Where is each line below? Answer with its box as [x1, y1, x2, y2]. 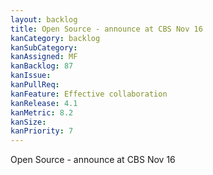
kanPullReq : [10, 80, 60, 90]
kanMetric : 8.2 [10, 107, 74, 118]
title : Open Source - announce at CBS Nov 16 [10, 24, 203, 34]
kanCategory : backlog [10, 33, 101, 43]
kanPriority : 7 [10, 126, 74, 136]
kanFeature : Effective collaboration [10, 89, 168, 99]
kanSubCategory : [10, 42, 78, 53]
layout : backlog [10, 14, 78, 25]
